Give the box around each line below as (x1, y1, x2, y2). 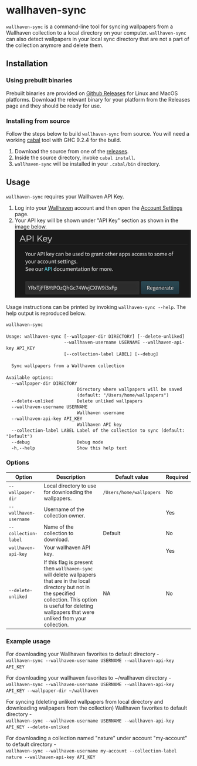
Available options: (6, 374, 54, 381)
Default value (115, 473, 149, 481)
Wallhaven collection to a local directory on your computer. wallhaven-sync (6, 29, 186, 36)
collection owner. (43, 512, 86, 519)
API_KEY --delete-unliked (6, 724, 69, 730)
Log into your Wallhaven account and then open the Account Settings (14, 204, 183, 211)
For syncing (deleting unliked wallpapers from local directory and (6, 698, 164, 705)
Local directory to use (43, 482, 97, 489)
